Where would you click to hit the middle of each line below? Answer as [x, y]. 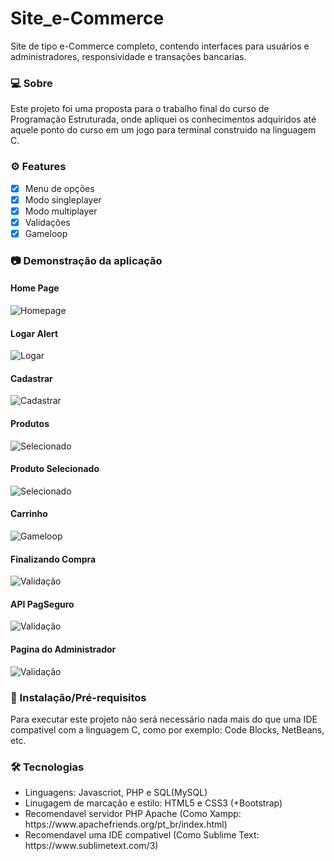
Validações [47, 222]
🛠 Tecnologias [47, 767]
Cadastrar [31, 378]
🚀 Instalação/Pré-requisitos [78, 697]
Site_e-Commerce [87, 18]
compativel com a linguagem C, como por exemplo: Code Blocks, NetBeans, [167, 729]
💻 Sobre [31, 83]
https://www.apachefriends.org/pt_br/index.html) [126, 824]
